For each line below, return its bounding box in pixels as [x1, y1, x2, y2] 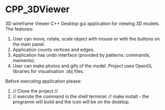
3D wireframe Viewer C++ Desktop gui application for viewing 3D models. [5, 20, 160, 26]
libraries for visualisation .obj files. [12, 68, 85, 74]
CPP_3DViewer [5, 4, 70, 15]
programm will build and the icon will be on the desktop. [12, 98, 130, 105]
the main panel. [12, 41, 45, 47]
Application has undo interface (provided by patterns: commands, [12, 52, 151, 58]
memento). [12, 57, 36, 63]
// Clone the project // [12, 88, 58, 94]
